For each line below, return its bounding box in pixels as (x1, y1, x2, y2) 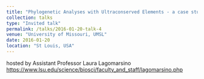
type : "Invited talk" (6, 20, 61, 26)
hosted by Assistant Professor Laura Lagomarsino (6, 59, 132, 67)
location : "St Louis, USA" (6, 43, 75, 49)
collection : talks (6, 15, 53, 21)
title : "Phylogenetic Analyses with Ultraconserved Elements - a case (6, 9, 189, 15)
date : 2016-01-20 (6, 37, 50, 43)
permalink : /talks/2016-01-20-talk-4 (6, 26, 102, 32)
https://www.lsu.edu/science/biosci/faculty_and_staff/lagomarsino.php (6, 66, 183, 73)
